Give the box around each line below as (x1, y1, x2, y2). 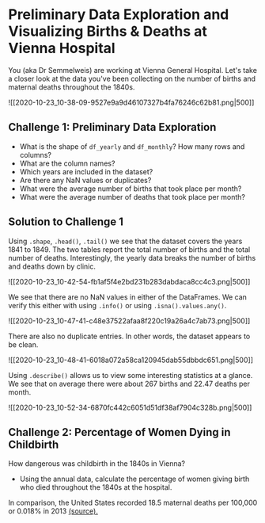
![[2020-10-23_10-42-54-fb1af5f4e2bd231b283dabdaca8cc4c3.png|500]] (8, 277, 251, 286)
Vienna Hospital (8, 40, 116, 57)
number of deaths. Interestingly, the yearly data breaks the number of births (8, 253, 256, 262)
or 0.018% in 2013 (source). (8, 506, 99, 516)
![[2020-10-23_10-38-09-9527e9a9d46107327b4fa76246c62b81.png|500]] (8, 97, 255, 107)
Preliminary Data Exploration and (8, 6, 229, 24)
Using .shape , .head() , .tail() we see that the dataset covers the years (8, 236, 243, 246)
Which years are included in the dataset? (19, 166, 153, 176)
